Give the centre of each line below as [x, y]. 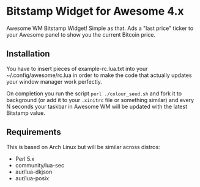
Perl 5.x [25, 159]
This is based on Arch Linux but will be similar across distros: [83, 147]
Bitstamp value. [26, 113]
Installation [28, 54]
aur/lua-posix [32, 178]
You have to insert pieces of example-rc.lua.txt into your [77, 68]
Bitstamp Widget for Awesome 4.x [95, 11]
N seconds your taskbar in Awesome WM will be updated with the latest [97, 106]
